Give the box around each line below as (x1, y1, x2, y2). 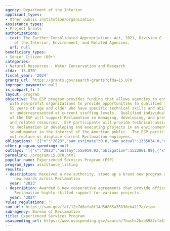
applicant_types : (5, 12, 42, 17)
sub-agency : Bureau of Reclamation (5, 209, 80, 214)
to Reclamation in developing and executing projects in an (10, 125, 139, 130)
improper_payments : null (5, 82, 58, 87)
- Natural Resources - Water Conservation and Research (5, 64, 125, 69)
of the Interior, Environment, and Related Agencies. (14, 40, 130, 45)
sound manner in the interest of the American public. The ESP (10, 129, 148, 134)
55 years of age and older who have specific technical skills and (10, 106, 155, 111)
